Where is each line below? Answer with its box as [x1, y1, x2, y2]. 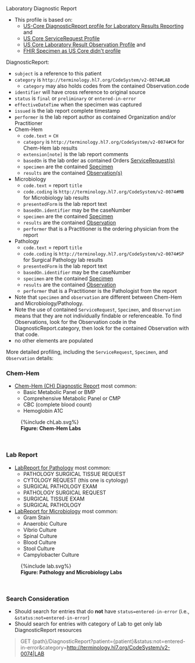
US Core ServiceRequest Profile [23, 35, 100, 42]
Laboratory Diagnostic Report [6, 5, 77, 12]
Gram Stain [23, 514, 51, 521]
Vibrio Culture [23, 526, 57, 533]
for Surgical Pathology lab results [23, 257, 103, 263]
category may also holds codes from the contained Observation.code [23, 82, 189, 89]
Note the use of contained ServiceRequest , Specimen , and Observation [14, 306, 181, 313]
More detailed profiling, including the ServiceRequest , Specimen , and [6, 348, 168, 355]
